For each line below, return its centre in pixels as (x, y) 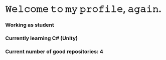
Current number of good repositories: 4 (54, 52)
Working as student (30, 25)
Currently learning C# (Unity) (41, 38)
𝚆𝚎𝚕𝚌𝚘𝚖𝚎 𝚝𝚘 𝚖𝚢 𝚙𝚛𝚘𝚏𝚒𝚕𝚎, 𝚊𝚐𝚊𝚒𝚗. (84, 9)
